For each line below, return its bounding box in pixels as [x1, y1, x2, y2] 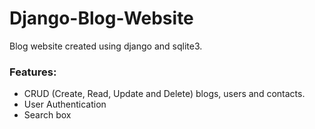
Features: [9, 65, 57, 79]
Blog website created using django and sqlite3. [9, 40, 203, 52]
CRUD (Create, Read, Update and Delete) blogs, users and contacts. [23, 88, 306, 100]
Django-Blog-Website [9, 7, 194, 30]
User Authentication [23, 98, 107, 111]
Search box [23, 109, 72, 121]
